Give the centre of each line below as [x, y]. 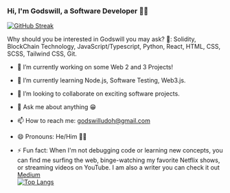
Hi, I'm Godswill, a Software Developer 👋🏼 [78, 11]
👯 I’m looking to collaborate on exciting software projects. [98, 94]
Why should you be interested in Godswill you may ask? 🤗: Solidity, [102, 39]
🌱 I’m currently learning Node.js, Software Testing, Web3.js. [101, 80]
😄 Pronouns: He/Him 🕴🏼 [52, 137]
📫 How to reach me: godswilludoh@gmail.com [84, 121]
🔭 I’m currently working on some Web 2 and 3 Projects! [95, 67]
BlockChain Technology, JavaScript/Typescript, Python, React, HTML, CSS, [114, 47]
